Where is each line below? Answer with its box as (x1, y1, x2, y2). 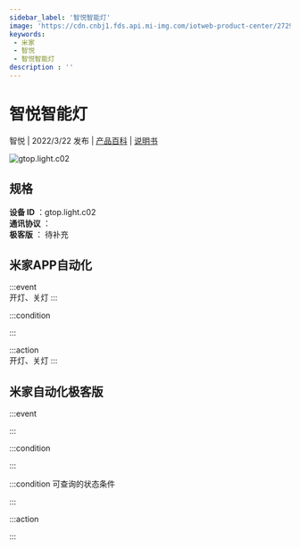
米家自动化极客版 (9, 384, 104, 399)
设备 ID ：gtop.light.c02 (9, 206, 96, 217)
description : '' (9, 63, 74, 72)
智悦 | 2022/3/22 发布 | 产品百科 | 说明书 (9, 135, 158, 146)
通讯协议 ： (9, 218, 51, 229)
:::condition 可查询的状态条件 (9, 478, 116, 489)
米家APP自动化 (9, 258, 92, 273)
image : (9, 21, 34, 30)
